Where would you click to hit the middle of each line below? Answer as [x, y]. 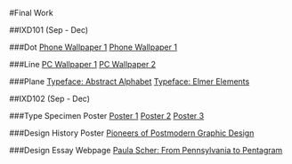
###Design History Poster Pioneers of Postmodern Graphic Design [132, 133]
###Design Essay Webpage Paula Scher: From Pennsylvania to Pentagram [146, 150]
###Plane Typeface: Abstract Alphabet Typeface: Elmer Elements [130, 82]
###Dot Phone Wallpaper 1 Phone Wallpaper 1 [93, 47]
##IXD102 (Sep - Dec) [50, 98]
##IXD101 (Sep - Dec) [49, 30]
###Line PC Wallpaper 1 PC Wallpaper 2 [83, 64]
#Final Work [31, 13]
